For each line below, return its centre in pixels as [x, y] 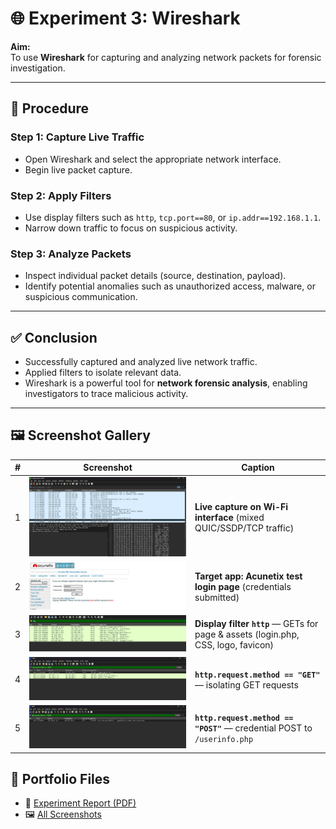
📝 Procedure [50, 108]
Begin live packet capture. [78, 169]
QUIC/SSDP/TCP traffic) [244, 528]
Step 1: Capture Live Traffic [77, 137]
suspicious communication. [81, 297]
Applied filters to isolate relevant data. [103, 373]
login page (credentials [243, 586]
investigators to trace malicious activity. [106, 394]
